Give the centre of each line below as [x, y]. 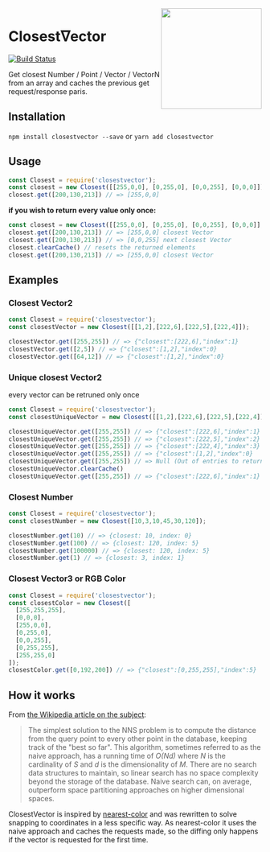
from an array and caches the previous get [79, 83]
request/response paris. [48, 91]
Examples [33, 280]
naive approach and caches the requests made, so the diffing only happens [133, 831]
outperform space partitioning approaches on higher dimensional [136, 790]
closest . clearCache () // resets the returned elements [102, 247]
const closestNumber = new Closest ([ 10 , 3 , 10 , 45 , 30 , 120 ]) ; [107, 521]
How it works [42, 695]
